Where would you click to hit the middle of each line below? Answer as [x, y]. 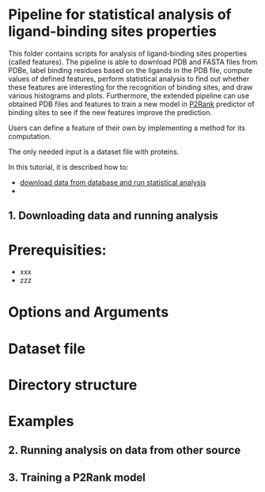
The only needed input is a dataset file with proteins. [94, 152]
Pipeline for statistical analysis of [120, 15]
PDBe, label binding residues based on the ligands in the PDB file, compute [131, 70]
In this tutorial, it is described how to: [68, 167]
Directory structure [73, 384]
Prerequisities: [57, 250]
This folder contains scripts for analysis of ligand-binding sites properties [128, 53]
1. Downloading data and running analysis [114, 216]
